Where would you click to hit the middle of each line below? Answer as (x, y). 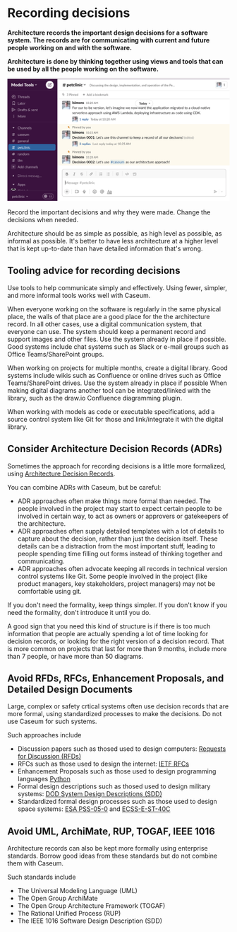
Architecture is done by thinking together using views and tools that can (115, 61)
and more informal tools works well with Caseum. (79, 295)
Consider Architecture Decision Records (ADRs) (115, 449)
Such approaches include (44, 735)
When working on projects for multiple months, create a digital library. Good (117, 368)
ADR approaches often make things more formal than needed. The (114, 501)
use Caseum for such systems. (52, 721)
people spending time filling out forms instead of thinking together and (120, 553)
